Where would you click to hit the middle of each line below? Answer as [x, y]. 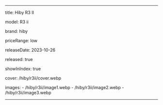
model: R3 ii [17, 22]
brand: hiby [16, 31]
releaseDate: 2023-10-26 [30, 50]
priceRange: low [21, 41]
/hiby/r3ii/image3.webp [28, 93]
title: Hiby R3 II [20, 12]
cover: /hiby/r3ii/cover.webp [33, 78]
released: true [19, 59]
